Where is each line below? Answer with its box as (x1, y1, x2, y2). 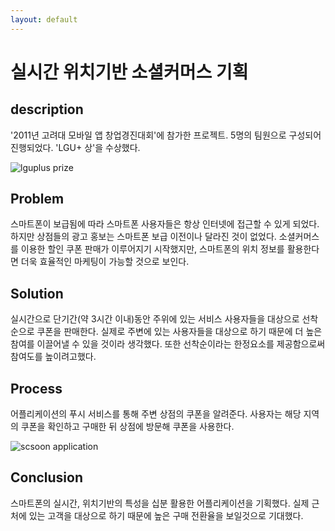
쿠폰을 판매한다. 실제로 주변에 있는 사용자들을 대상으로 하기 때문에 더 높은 (36, 326, 323, 338)
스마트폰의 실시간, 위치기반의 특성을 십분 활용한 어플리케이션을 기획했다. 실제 (10, 497, 310, 509)
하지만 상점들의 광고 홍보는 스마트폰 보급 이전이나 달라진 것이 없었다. (10, 231, 277, 243)
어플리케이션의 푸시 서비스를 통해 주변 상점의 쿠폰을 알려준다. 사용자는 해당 (10, 408, 302, 420)
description (10, 101, 84, 118)
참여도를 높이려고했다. (10, 351, 97, 363)
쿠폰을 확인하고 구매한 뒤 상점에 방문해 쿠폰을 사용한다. (20, 421, 235, 433)
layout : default (10, 14, 78, 25)
